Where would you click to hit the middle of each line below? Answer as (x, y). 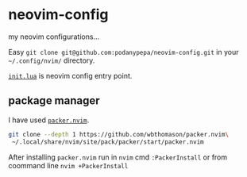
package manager (54, 101)
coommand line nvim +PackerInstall (68, 165)
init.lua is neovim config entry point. (70, 75)
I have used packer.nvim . (49, 120)
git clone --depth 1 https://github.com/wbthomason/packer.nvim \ (118, 134)
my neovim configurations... (54, 37)
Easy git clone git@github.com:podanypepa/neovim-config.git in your (123, 52)
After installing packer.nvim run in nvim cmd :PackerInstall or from (118, 157)
